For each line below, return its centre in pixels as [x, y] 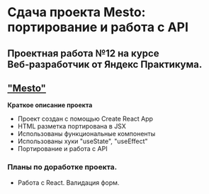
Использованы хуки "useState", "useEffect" [83, 141]
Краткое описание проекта [50, 105]
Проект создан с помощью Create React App [85, 119]
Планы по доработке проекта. [62, 167]
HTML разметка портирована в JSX [72, 126]
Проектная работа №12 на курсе [83, 53]
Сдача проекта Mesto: [77, 12]
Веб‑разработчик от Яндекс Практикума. [105, 64]
